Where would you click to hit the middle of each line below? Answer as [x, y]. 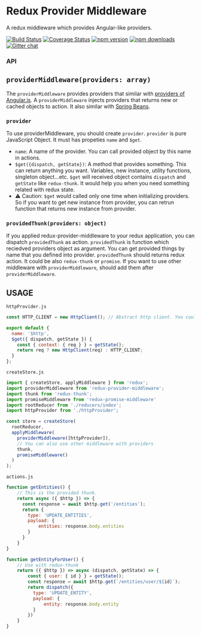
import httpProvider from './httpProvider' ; [63, 411]
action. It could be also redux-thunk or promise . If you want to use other [94, 261]
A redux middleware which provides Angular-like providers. [79, 28]
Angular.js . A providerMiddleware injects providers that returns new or [92, 100]
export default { [28, 328]
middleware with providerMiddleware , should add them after [80, 267]
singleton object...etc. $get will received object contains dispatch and [100, 177]
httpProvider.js [26, 307]
